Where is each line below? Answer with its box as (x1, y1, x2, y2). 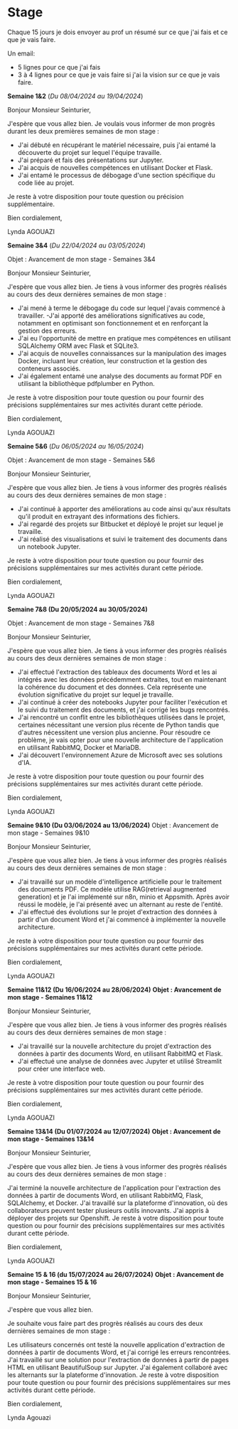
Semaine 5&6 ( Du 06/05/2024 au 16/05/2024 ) (7, 441, 144, 450)
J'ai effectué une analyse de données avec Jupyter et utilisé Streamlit (17, 1056, 222, 1065)
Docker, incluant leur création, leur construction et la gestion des (17, 356, 207, 365)
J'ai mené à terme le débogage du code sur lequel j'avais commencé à (17, 304, 226, 312)
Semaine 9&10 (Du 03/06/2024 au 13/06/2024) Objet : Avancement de (7, 820, 219, 829)
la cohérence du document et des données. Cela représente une (17, 683, 207, 691)
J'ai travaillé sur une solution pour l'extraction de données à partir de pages (7, 1355, 229, 1364)
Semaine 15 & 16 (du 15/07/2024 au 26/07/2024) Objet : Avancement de (7, 1270, 225, 1278)
